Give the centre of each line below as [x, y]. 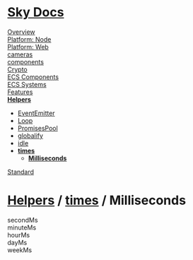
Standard [21, 172]
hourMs [19, 235]
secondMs [23, 220]
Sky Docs [36, 12]
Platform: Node [29, 39]
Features [20, 92]
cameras [20, 54]
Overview [21, 32]
